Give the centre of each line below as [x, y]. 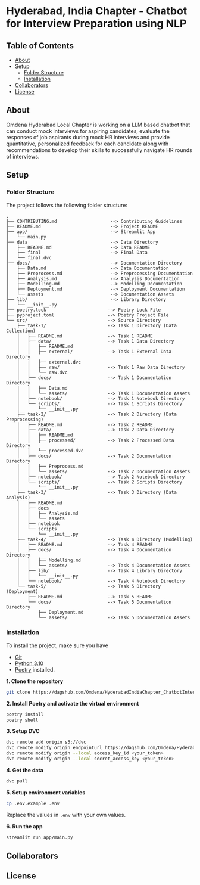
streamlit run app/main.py [40, 837]
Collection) [21, 331]
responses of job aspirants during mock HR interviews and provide [88, 137]
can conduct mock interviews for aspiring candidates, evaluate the [88, 131]
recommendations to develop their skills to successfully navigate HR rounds [99, 150]
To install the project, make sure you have [57, 645]
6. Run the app [24, 826]
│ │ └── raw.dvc [42, 372]
